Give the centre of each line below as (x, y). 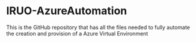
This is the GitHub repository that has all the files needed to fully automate (98, 27)
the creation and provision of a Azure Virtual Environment (77, 33)
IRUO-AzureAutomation (67, 11)
